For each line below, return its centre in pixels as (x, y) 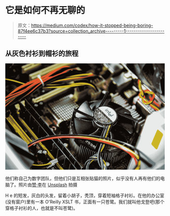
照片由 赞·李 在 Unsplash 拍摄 (48, 185)
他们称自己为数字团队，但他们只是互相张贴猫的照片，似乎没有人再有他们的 (83, 178)
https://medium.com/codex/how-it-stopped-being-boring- (92, 25)
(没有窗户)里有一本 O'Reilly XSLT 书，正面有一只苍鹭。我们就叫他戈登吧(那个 (85, 202)
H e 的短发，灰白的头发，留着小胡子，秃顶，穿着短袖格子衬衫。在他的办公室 (85, 195)
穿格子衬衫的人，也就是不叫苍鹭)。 (42, 208)
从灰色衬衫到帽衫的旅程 (42, 54)
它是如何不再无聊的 (45, 10)
